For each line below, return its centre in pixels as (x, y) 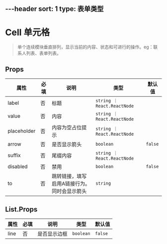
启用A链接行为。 (71, 184)
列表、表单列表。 (43, 53)
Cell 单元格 (28, 32)
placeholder (22, 131)
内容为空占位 (67, 128)
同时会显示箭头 (69, 191)
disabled (18, 167)
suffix (14, 155)
